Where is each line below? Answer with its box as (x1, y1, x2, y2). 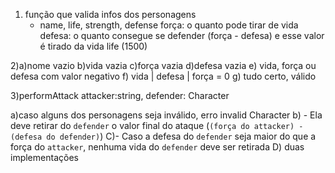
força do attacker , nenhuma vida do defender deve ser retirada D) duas (10, 141, 305, 153)
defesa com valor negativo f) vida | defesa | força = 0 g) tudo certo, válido (10, 70, 317, 82)
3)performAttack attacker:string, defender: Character (10, 90, 230, 101)
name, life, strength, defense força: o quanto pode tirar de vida (39, 19, 299, 31)
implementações (10, 152, 79, 163)
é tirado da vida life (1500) (39, 40, 148, 52)
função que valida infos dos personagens (24, 9, 197, 20)
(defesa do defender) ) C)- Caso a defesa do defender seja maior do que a (10, 130, 317, 142)
